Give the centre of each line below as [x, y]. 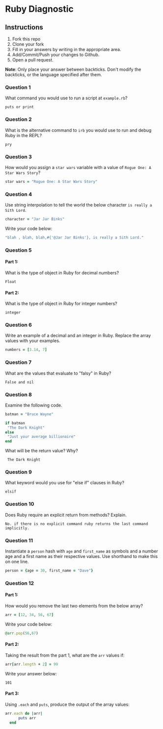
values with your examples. [33, 341]
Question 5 [18, 250]
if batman [15, 423]
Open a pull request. [33, 60]
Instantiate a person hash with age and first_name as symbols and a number [81, 551]
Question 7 [18, 362]
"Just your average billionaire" [41, 437]
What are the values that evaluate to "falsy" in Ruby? [58, 373]
